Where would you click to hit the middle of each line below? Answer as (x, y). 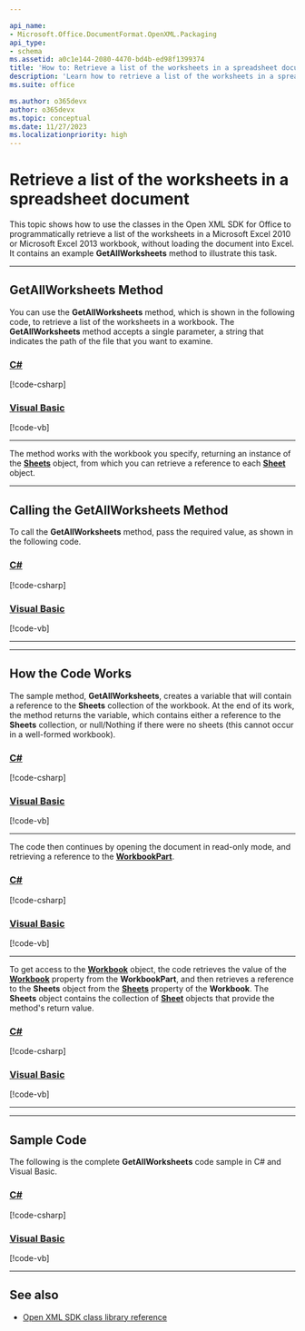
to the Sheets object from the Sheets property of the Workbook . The (139, 988)
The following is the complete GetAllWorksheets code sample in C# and (145, 1162)
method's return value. (52, 1008)
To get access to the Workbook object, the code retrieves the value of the (148, 969)
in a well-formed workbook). (63, 734)
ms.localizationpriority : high (69, 135)
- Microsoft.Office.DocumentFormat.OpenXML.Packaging (113, 34)
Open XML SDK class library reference (95, 1316)
